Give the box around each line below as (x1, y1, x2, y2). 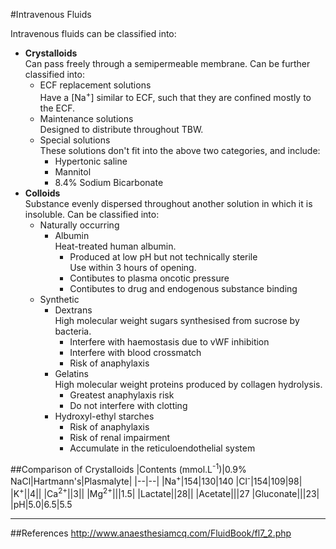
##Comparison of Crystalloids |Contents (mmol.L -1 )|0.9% (10, 461, 247, 475)
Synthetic (39, 293, 80, 305)
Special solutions (39, 134, 111, 146)
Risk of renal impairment (69, 431, 171, 443)
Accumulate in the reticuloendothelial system (69, 442, 256, 454)
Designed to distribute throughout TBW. (39, 123, 204, 135)
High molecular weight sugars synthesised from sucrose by (54, 314, 300, 326)
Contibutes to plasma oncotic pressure (69, 272, 230, 284)
